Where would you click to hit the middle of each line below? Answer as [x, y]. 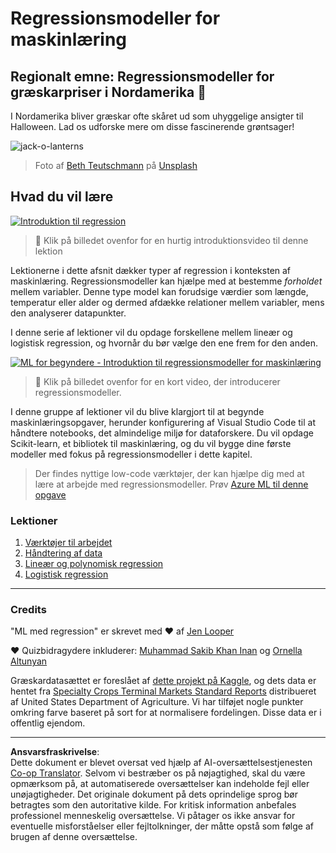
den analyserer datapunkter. [68, 313]
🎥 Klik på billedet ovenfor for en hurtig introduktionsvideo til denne [171, 240]
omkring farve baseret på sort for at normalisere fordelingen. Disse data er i [166, 713]
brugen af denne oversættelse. [74, 837]
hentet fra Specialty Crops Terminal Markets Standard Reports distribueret [163, 691]
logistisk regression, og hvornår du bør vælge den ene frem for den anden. [164, 343]
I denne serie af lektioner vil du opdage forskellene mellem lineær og [151, 332]
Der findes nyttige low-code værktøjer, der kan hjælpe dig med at [169, 473]
